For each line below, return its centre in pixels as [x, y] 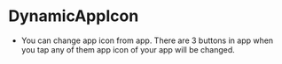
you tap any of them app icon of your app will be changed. [128, 49]
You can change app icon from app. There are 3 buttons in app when [147, 40]
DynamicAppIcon [74, 16]
